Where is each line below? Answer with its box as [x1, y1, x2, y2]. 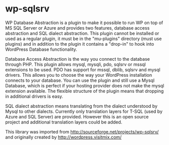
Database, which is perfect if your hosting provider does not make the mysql [5, 82, 164, 88]
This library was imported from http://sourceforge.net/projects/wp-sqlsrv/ [5, 128, 159, 134]
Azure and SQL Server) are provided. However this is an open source [5, 113, 149, 119]
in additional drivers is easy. [5, 93, 64, 99]
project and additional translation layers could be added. [5, 119, 123, 125]
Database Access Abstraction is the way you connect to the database [5, 56, 150, 62]
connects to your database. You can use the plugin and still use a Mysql [5, 77, 155, 83]
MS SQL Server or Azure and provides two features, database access [5, 25, 150, 31]
